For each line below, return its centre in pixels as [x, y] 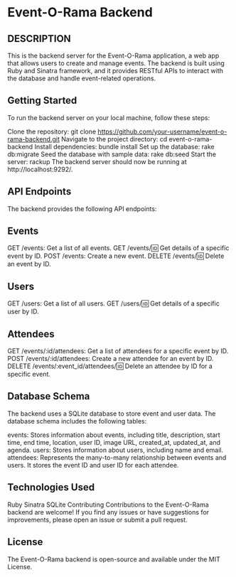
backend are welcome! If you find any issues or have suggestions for [108, 512]
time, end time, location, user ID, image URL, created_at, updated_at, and [114, 442]
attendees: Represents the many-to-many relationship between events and [117, 457]
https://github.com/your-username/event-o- [162, 131]
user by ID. [23, 312]
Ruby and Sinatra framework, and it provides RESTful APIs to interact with [116, 71]
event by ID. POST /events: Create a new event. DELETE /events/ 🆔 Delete [116, 256]
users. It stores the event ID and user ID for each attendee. [93, 465]
